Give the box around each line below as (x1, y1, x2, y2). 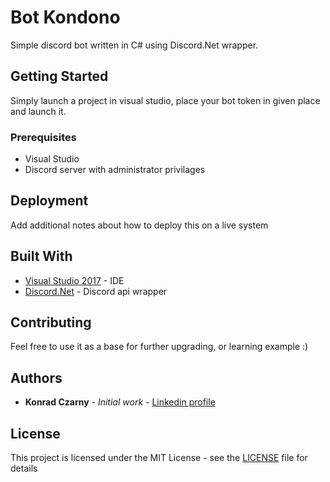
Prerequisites (10, 130, 77, 144)
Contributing (10, 314, 92, 331)
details (10, 462, 38, 475)
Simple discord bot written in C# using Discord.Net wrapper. (10, 39, 259, 51)
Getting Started (10, 68, 109, 85)
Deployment (10, 192, 89, 210)
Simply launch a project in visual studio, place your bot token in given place (10, 94, 321, 106)
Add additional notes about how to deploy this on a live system (10, 219, 269, 231)
